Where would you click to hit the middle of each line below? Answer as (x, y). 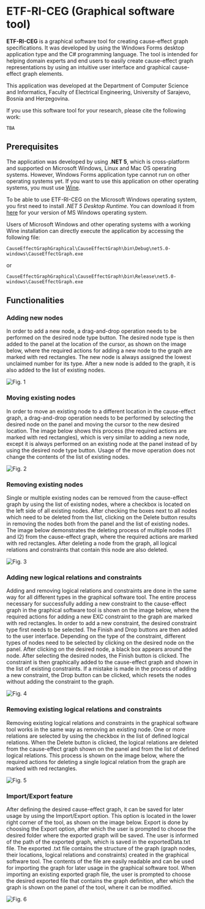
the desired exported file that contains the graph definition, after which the (100, 881)
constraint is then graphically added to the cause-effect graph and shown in (102, 662)
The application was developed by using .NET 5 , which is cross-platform (98, 161)
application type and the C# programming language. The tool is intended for (102, 54)
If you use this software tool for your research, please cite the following (96, 110)
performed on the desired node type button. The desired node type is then (100, 338)
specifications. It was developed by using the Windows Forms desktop (95, 48)
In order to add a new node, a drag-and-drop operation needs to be (91, 331)
